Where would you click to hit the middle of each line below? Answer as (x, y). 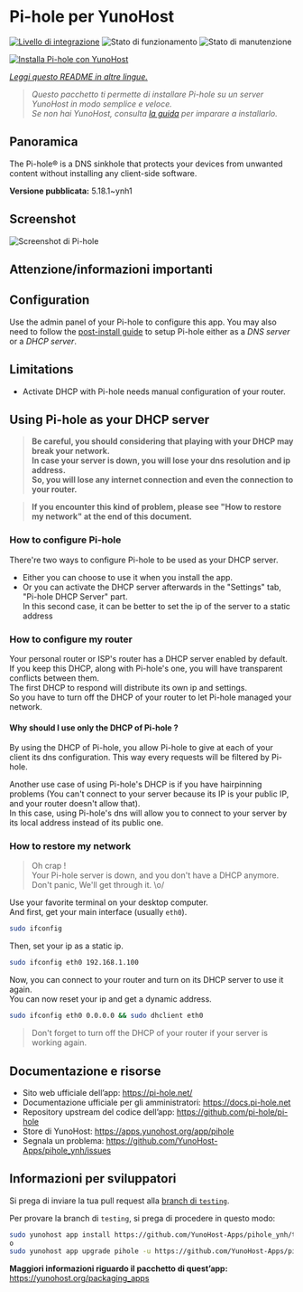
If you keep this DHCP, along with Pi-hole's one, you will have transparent (146, 668)
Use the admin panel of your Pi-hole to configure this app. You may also (143, 322)
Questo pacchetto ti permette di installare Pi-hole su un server (147, 94)
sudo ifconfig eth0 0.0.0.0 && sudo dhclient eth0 (106, 1016)
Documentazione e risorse (85, 1071)
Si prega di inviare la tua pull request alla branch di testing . (119, 1201)
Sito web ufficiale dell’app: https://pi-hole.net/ (107, 1092)
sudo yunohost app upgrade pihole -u (80, 1251)
